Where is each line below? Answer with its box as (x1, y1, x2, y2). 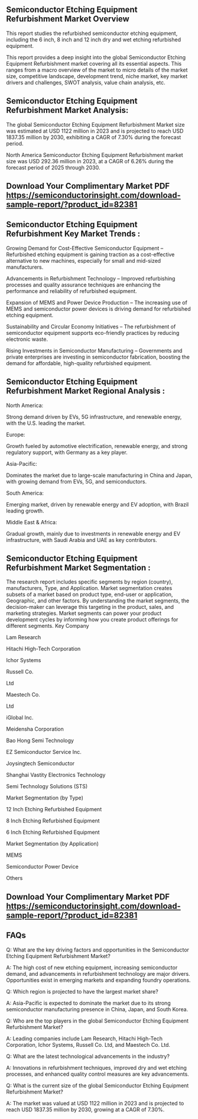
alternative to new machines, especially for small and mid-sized (6, 257, 161, 264)
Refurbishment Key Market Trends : (6, 229, 141, 239)
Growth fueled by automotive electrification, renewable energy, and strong (6, 442, 188, 449)
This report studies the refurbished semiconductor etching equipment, (6, 30, 178, 37)
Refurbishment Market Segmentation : (6, 563, 151, 573)
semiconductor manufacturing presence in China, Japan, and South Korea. (6, 1005, 189, 1012)
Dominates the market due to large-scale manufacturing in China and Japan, (6, 472, 193, 479)
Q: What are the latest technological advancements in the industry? (6, 1053, 170, 1060)
